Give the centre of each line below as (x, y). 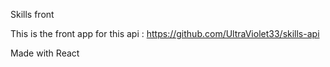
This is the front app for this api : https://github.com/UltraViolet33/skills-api (165, 33)
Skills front (32, 14)
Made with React (45, 53)
